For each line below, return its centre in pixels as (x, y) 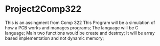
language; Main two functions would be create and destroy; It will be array (80, 33)
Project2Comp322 (43, 9)
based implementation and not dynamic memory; (55, 38)
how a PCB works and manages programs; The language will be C (72, 27)
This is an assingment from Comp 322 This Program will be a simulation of (80, 23)
